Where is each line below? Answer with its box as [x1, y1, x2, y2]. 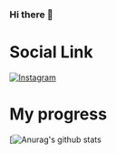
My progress [9, 104, 107, 125]
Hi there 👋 [9, 8, 54, 21]
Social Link [9, 42, 93, 63]
